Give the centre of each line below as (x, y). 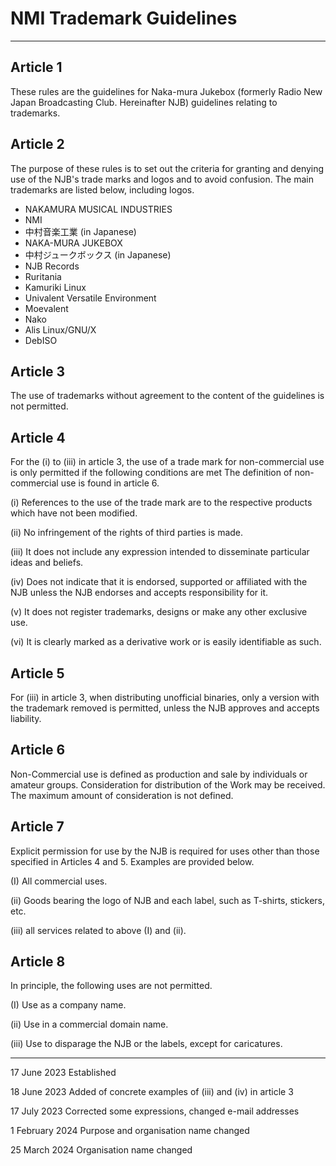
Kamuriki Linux (55, 287)
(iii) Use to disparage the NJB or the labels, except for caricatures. (146, 1044)
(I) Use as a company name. (68, 1005)
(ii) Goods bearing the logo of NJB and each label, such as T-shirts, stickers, (168, 900)
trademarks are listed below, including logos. (102, 189)
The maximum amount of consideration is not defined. (122, 795)
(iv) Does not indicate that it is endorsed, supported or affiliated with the (159, 582)
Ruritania (43, 276)
